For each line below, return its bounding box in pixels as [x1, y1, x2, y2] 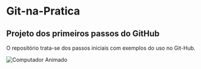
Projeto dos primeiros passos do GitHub [6, 28, 160, 39]
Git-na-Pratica [6, 4, 81, 18]
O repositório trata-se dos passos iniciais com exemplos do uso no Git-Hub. [6, 44, 196, 51]
